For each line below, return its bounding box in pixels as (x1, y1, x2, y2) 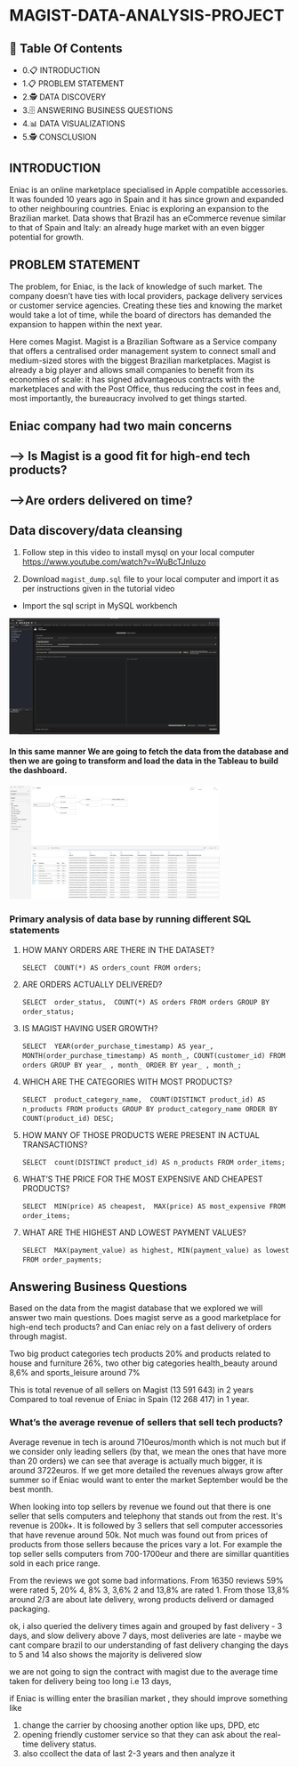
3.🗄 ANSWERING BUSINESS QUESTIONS (21, 105, 173, 116)
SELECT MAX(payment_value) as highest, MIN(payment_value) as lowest (21, 1246, 290, 1255)
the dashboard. (9, 765, 68, 776)
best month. (9, 1483, 53, 1495)
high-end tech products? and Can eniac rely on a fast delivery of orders (9, 1322, 272, 1333)
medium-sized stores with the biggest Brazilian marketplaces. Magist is (9, 355, 271, 366)
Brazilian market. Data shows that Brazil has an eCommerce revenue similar (9, 213, 286, 223)
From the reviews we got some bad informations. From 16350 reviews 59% (9, 1575, 284, 1585)
